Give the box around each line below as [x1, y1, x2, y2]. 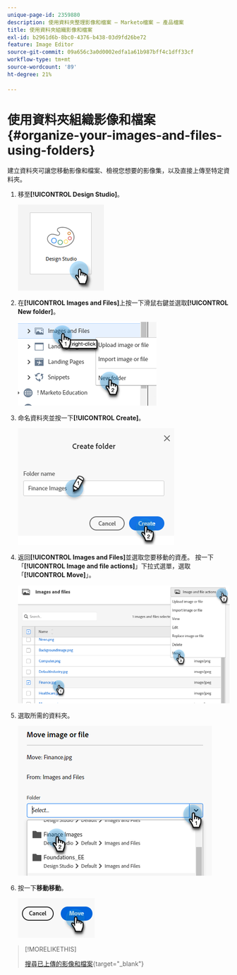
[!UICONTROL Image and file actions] [23, 562, 135, 571]
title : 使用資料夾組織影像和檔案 [7, 26, 93, 33]
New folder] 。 [17, 308, 60, 316]
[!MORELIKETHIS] [24, 945, 77, 953]
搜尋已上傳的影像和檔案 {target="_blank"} [24, 959, 145, 968]
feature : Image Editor [7, 41, 74, 49]
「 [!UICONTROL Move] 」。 [17, 571, 95, 579]
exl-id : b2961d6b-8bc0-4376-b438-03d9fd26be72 [7, 34, 147, 41]
